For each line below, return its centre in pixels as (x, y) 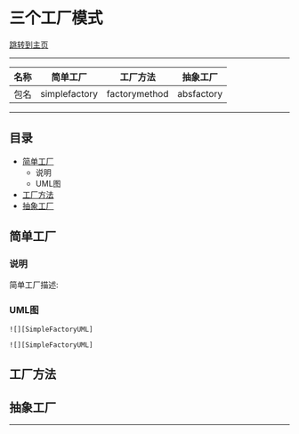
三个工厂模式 (57, 18)
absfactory (200, 93)
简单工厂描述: (34, 285)
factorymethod (137, 93)
